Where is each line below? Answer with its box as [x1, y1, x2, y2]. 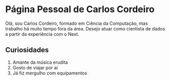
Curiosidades [5, 46, 49, 54]
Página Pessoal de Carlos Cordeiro [5, 4, 155, 15]
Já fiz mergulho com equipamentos [12, 70, 88, 76]
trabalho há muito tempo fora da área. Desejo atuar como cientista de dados [5, 25, 165, 31]
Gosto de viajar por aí [12, 64, 58, 70]
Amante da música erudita [12, 59, 68, 65]
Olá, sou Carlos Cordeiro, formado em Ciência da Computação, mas [5, 20, 148, 26]
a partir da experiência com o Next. [5, 31, 79, 37]
